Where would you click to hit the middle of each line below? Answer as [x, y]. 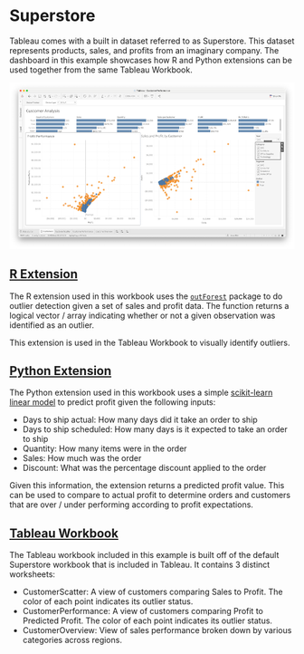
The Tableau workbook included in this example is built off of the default [144, 555]
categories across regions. [72, 640]
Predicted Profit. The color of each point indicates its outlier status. [147, 620]
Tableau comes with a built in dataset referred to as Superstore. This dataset [152, 41]
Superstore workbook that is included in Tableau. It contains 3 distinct [140, 565]
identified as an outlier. [52, 325]
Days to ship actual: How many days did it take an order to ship [140, 420]
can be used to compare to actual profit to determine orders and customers [150, 495]
